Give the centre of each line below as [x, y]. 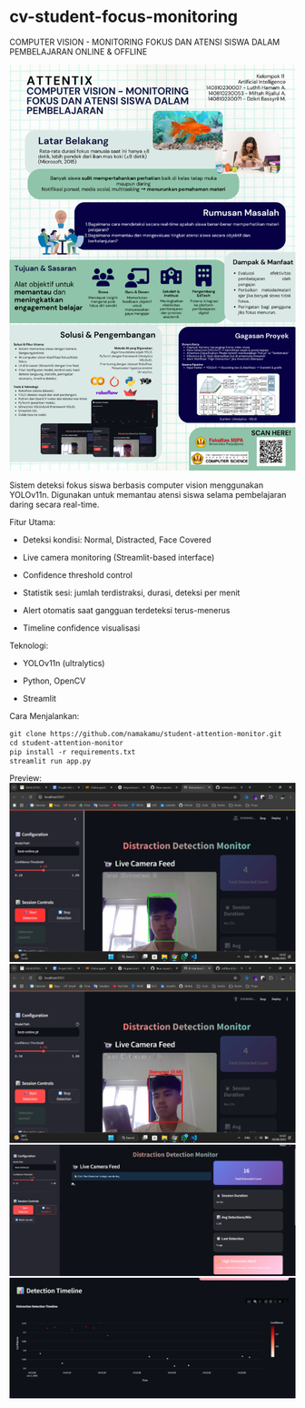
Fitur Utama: [33, 522]
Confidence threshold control [78, 574]
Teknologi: [29, 645]
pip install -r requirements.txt [73, 752]
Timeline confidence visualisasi [81, 628]
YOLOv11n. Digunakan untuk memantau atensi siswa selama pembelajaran [148, 494]
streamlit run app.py [50, 761]
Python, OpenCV [54, 681]
